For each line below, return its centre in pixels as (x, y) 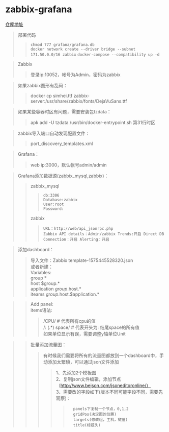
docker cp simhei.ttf (51, 95)
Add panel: (42, 304)
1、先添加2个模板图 (76, 373)
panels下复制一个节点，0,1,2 (101, 409)
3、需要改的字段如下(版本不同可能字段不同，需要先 (109, 392)
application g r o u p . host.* (56, 289)
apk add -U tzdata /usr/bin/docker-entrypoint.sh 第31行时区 (93, 122)
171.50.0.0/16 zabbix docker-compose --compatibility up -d (95, 55)
